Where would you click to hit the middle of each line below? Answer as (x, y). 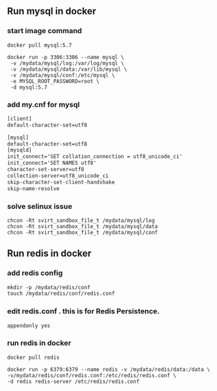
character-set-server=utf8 (46, 170)
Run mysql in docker (52, 11)
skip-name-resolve (33, 188)
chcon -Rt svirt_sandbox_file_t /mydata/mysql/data (82, 226)
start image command (45, 31)
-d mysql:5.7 (29, 87)
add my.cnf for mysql (44, 104)
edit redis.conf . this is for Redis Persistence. (83, 311)
